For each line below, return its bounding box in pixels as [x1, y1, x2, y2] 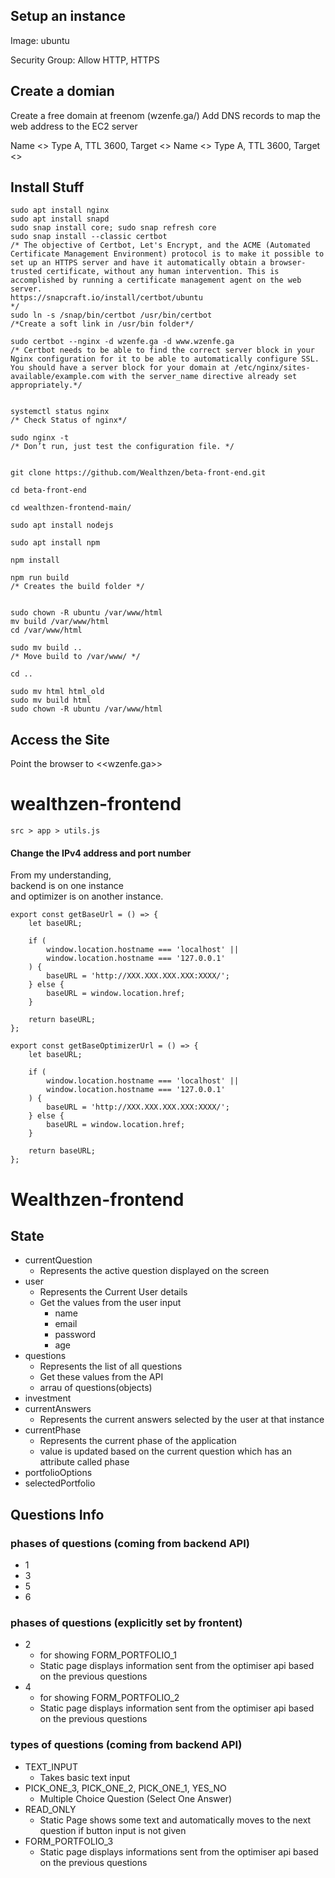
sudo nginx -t [10, 433, 70, 443]
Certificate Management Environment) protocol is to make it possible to [10, 249, 325, 259]
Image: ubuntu [10, 34, 70, 46]
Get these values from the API [39, 1371, 164, 1383]
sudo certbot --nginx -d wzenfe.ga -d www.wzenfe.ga [10, 337, 235, 347]
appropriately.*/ [10, 380, 83, 391]
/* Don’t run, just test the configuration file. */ [10, 442, 235, 452]
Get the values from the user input [39, 1297, 182, 1309]
